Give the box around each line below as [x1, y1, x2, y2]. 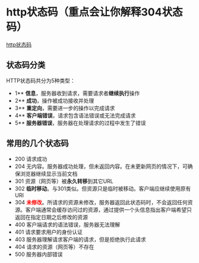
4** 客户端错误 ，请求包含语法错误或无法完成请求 [14, 112, 136, 119]
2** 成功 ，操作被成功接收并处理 [14, 97, 94, 104]
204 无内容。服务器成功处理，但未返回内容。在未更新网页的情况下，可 [14, 163, 188, 170]
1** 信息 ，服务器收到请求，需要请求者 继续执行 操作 [14, 90, 140, 97]
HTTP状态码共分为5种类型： [6, 77, 75, 84]
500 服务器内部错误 [14, 251, 63, 258]
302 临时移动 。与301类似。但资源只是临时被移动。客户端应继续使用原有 [14, 185, 191, 192]
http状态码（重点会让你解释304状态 [6, 5, 183, 19]
